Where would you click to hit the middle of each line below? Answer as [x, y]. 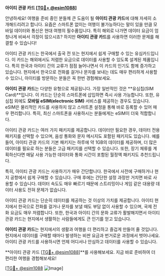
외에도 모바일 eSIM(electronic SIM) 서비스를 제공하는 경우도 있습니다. [82, 101]
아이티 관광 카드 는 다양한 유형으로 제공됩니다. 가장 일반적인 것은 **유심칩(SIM [80, 89]
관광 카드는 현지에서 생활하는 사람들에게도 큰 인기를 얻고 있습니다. [68, 219]
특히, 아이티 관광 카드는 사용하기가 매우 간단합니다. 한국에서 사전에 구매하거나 [79, 171]
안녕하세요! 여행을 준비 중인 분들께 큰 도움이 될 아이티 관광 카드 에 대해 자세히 [78, 18]
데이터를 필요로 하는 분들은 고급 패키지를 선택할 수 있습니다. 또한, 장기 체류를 [79, 148]
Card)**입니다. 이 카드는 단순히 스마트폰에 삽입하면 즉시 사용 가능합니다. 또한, [80, 95]
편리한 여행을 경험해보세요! [31, 258]
